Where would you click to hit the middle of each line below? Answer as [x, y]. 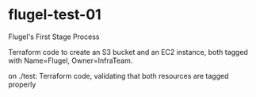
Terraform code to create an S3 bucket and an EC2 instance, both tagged [128, 52]
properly [22, 84]
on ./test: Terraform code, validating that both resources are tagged [118, 76]
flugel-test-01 [55, 15]
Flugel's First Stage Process [54, 37]
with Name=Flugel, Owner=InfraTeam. [71, 60]
